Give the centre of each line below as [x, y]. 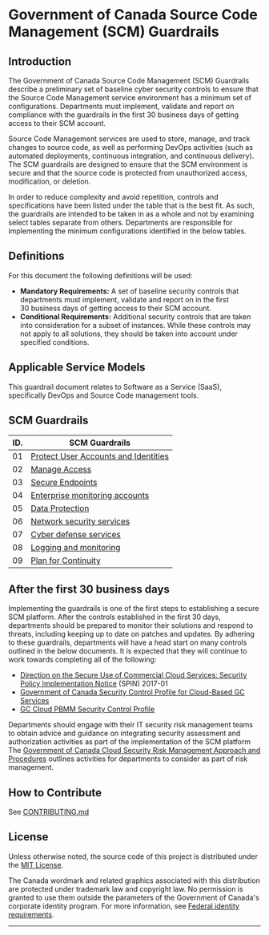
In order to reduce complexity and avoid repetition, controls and [113, 197]
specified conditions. [54, 342]
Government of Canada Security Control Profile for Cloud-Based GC [132, 692]
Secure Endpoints [64, 483]
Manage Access [61, 469]
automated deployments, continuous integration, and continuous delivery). [131, 156]
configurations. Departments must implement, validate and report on [121, 106]
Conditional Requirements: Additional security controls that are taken [135, 316]
